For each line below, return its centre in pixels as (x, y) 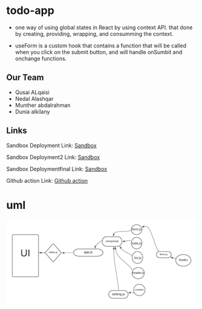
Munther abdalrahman (43, 105)
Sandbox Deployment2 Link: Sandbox (53, 157)
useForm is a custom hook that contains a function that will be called (100, 46)
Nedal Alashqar (34, 98)
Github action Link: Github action (47, 180)
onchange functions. (41, 58)
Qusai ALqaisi (32, 92)
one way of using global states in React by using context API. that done (104, 27)
